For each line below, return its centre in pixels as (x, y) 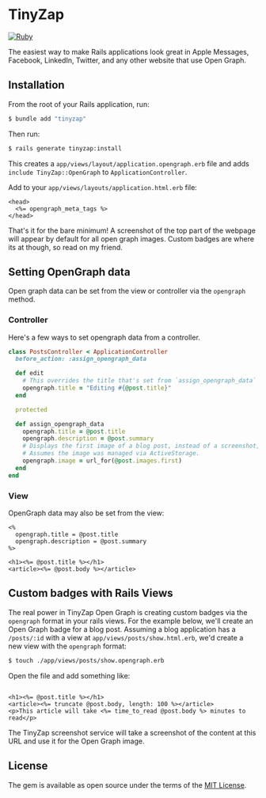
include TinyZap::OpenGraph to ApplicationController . (98, 172)
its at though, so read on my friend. (65, 247)
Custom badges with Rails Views (91, 593)
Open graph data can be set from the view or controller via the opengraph (127, 291)
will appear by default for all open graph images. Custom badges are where (131, 238)
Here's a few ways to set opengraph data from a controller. (104, 337)
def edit (30, 374)
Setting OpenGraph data (69, 272)
